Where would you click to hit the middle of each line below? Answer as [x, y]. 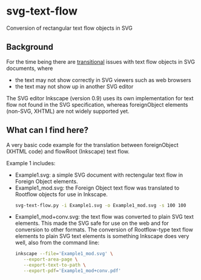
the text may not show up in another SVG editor [74, 86]
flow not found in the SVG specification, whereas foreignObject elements [97, 104]
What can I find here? [48, 130]
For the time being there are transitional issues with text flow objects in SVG [101, 61]
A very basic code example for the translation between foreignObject [92, 145]
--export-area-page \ [51, 259]
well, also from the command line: [57, 243]
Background [30, 47]
